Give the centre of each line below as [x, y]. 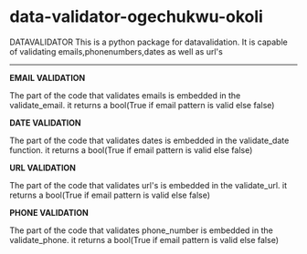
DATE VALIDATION [46, 122]
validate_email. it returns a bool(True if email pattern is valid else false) [142, 105]
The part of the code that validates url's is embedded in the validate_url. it [148, 185]
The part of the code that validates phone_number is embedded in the [142, 230]
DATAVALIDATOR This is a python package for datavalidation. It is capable [148, 42]
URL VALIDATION [42, 168]
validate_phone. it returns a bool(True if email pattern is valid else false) [144, 239]
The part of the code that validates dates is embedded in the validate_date [149, 140]
